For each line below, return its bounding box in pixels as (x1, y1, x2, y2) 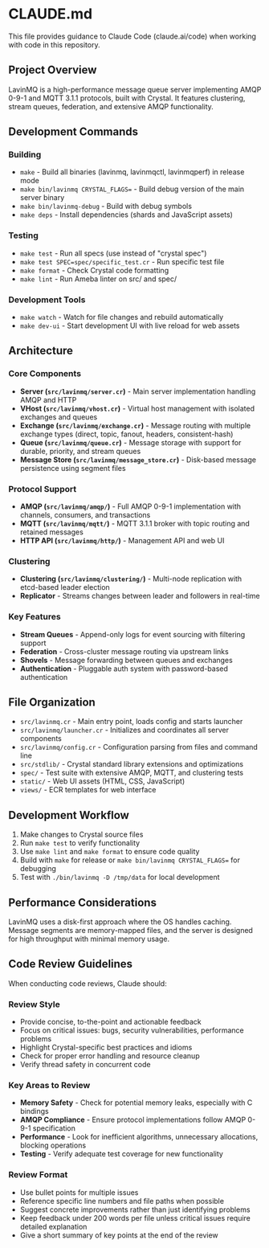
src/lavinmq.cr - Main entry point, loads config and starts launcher (19, 717, 243, 726)
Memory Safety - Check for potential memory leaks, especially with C (19, 1098, 253, 1107)
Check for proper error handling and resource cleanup (19, 1051, 200, 1061)
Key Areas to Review (8, 1080, 91, 1091)
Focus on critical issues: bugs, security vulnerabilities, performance (19, 1025, 245, 1035)
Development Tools (8, 294, 86, 305)
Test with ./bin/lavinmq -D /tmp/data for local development (19, 873, 220, 882)
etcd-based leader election (19, 583, 110, 592)
